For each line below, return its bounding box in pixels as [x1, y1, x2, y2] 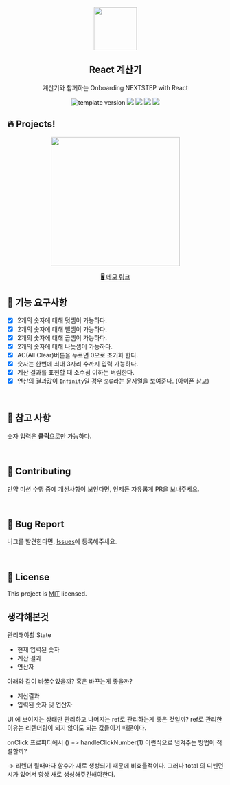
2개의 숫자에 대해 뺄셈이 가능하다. [16, 325, 108, 333]
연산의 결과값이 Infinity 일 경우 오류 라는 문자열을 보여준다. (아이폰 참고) [16, 377, 209, 385]
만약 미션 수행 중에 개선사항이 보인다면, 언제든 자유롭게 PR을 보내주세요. [7, 485, 200, 493]
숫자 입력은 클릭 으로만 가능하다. [7, 432, 92, 440]
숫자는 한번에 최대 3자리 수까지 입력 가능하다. [16, 359, 139, 368]
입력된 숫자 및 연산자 [16, 700, 73, 709]
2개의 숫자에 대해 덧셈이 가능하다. [16, 316, 108, 324]
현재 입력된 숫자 [16, 645, 60, 653]
